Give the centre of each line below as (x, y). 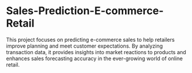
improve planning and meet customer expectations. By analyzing (85, 46)
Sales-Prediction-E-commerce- (85, 11)
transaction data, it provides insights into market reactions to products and (96, 52)
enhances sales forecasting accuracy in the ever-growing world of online (95, 58)
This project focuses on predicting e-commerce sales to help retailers (90, 39)
